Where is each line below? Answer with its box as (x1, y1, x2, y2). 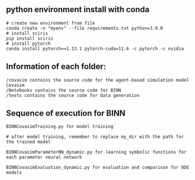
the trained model (6, 139, 51, 145)
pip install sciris (6, 35, 54, 41)
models (6, 169, 22, 176)
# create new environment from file (6, 20, 95, 26)
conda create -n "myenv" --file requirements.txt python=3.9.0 (6, 25, 163, 31)
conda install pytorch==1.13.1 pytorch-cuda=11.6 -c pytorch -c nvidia (6, 46, 184, 51)
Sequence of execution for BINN (6, 108, 126, 119)
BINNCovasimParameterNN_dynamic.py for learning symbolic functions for (6, 149, 187, 155)
